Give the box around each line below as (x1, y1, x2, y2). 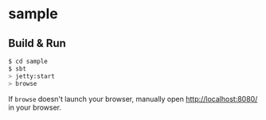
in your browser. (8, 103, 62, 112)
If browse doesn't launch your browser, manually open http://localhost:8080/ (8, 94, 258, 103)
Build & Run (8, 37, 66, 50)
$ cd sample (8, 57, 48, 65)
